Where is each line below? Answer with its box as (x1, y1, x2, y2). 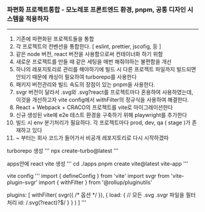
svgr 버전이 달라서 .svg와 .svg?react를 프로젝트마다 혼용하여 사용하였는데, (15, 88, 193, 96)
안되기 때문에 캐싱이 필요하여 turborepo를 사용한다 (15, 73, 137, 80)
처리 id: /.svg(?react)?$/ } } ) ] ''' (7, 199, 87, 207)
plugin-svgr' (7, 178, 38, 186)
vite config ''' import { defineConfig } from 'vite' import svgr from (7, 172, 170, 180)
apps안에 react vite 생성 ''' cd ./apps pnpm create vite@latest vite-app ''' (7, 160, 189, 168)
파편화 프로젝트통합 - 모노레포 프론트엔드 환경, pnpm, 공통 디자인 (7, 5, 186, 13)
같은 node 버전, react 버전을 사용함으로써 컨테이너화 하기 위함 (15, 51, 163, 58)
